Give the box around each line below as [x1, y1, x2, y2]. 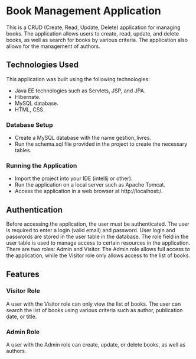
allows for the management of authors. [6, 43, 100, 50]
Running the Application [6, 161, 77, 169]
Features [6, 269, 40, 279]
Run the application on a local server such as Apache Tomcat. [14, 181, 166, 188]
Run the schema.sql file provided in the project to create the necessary [14, 140, 188, 148]
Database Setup [6, 120, 53, 129]
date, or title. [6, 313, 37, 320]
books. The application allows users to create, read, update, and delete [6, 30, 179, 37]
